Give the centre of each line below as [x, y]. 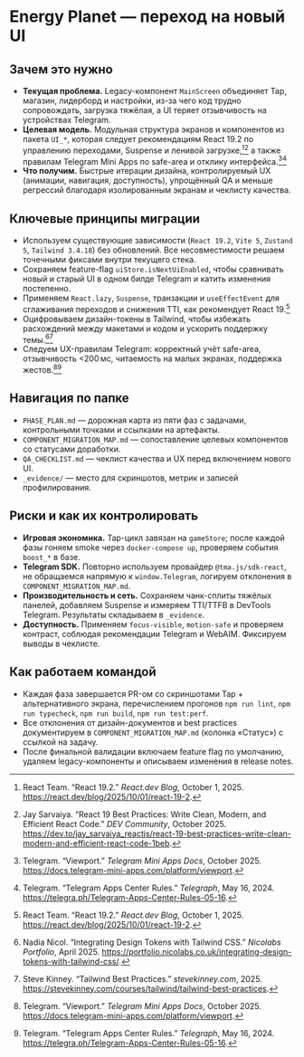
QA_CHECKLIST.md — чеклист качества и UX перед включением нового [157, 458]
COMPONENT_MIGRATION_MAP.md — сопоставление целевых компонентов [155, 439]
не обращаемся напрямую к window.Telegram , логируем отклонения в [157, 576]
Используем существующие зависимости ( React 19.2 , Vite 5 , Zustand [157, 241]
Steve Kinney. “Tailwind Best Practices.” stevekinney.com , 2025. [142, 978]
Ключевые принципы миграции [105, 219]
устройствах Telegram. [66, 120]
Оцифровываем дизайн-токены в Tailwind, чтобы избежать [137, 319]
